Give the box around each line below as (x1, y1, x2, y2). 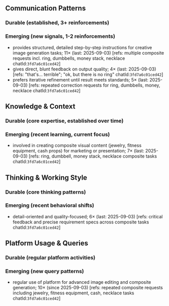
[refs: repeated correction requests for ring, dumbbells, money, (28, 82, 160, 88)
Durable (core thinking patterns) (5, 188, 86, 196)
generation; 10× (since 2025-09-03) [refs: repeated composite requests (12, 285, 163, 291)
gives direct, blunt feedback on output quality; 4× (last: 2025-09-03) (12, 66, 156, 72)
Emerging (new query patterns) (5, 268, 85, 275)
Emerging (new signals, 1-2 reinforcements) (5, 33, 115, 40)
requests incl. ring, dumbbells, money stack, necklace (12, 55, 125, 61)
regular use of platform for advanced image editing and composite (12, 279, 151, 285)
